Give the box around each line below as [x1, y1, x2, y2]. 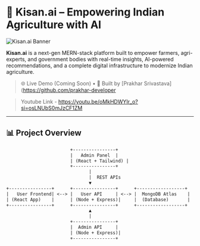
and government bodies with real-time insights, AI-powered [27, 55, 174, 63]
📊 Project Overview [6, 128, 82, 138]
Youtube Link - [20, 98, 58, 105]
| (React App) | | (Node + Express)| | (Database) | [6, 197, 190, 203]
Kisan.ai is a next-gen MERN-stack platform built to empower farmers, [6, 49, 180, 56]
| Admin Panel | [70, 152, 118, 158]
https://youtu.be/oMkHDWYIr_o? [58, 98, 138, 105]
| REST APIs [88, 175, 121, 180]
